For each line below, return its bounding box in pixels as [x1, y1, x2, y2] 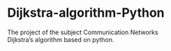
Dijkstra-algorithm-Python [7, 5, 165, 21]
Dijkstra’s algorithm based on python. [7, 35, 114, 43]
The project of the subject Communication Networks [7, 28, 158, 36]
